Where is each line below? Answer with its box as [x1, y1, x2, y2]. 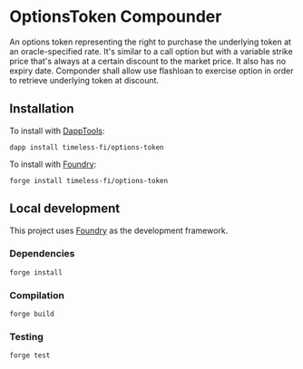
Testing [9, 331, 44, 344]
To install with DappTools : [9, 125, 105, 136]
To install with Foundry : [9, 159, 97, 170]
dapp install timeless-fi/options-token [9, 142, 165, 151]
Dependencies [9, 248, 75, 260]
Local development [9, 201, 121, 217]
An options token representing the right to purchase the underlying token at [9, 36, 292, 47]
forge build [9, 310, 54, 319]
